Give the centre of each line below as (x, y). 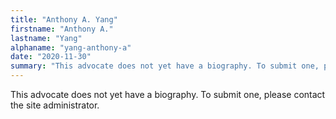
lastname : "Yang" (46, 38)
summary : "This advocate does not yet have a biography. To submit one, (165, 66)
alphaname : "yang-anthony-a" (71, 47)
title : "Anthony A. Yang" (64, 19)
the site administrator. (55, 105)
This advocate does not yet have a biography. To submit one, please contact (168, 94)
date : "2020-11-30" (51, 57)
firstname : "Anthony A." (62, 29)
